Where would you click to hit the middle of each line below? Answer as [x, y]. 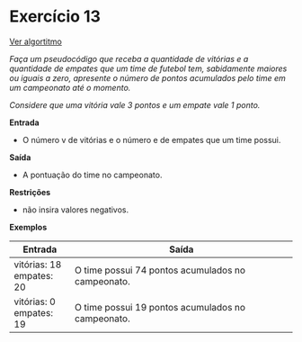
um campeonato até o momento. [70, 87]
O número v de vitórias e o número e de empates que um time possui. [151, 139]
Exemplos [28, 227]
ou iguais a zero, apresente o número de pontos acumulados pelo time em [147, 77]
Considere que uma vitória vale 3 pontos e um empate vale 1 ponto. [135, 104]
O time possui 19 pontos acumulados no [160, 307]
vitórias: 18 [38, 265]
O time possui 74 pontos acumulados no [160, 270]
